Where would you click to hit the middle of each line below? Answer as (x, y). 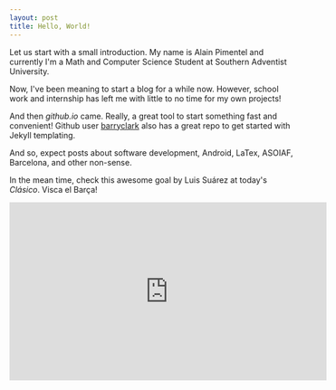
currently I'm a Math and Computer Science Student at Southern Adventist (148, 62)
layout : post (34, 18)
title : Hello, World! (50, 26)
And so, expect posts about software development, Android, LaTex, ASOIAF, (151, 152)
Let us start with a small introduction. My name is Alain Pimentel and (137, 52)
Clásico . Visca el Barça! (53, 189)
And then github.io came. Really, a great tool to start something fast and (144, 116)
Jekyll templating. (43, 135)
